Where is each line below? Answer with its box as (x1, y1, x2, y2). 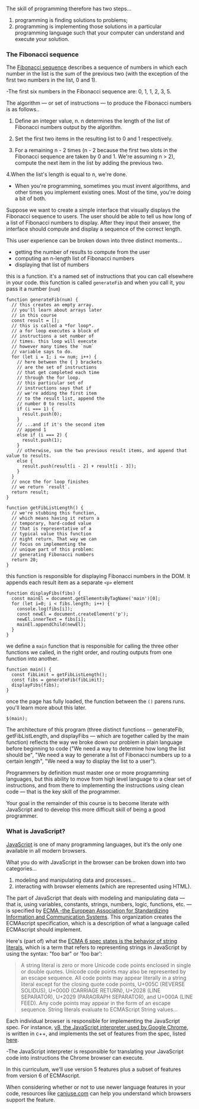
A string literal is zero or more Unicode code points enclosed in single (20, 962, 191, 969)
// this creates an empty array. (11, 302, 94, 308)
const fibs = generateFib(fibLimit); (11, 677, 105, 683)
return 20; (11, 557, 39, 563)
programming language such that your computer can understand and (14, 29, 185, 36)
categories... (6, 865, 37, 872)
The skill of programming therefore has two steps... (6, 5, 132, 12)
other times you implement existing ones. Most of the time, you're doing (14, 189, 191, 196)
